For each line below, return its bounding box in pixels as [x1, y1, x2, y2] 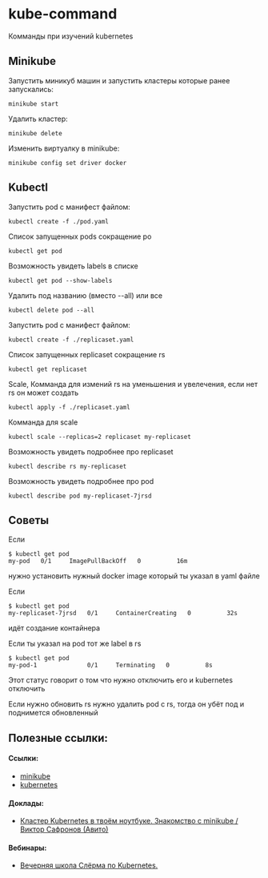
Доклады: [8, 798, 44, 808]
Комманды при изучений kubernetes [8, 31, 134, 41]
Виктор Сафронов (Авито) [19, 824, 109, 834]
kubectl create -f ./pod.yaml [8, 217, 110, 225]
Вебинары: [8, 843, 47, 852]
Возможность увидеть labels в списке [8, 261, 138, 271]
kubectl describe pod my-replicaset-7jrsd [8, 492, 152, 500]
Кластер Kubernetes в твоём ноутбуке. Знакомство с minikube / [19, 816, 238, 826]
